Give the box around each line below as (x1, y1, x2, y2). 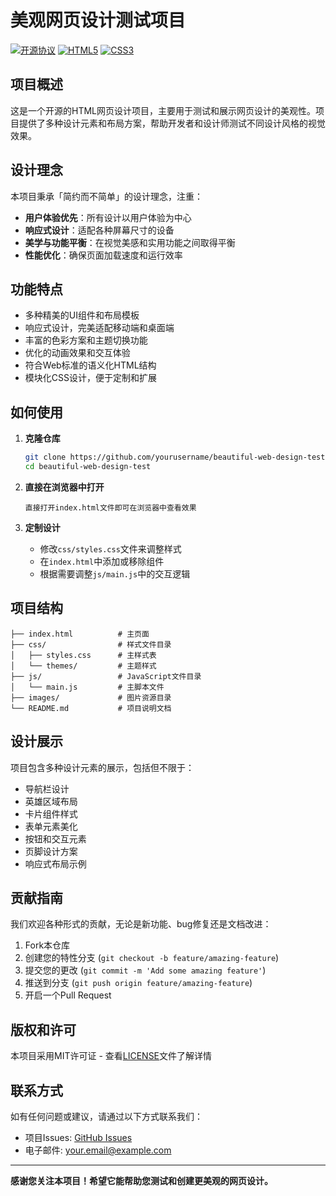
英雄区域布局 (24, 795, 78, 807)
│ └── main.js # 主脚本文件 (10, 682, 165, 692)
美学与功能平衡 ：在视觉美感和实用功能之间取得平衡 (24, 236, 236, 248)
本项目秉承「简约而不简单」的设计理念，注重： (10, 190, 203, 202)
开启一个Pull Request (24, 989, 112, 1001)
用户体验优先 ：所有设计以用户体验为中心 (24, 211, 192, 223)
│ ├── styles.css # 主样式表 (10, 650, 157, 660)
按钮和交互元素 (24, 832, 87, 845)
